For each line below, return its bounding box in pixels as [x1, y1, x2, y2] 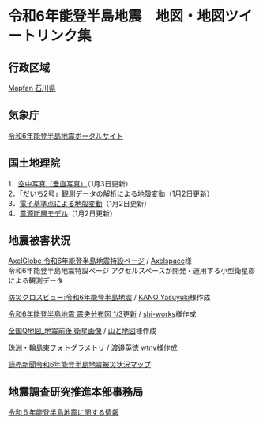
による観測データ [8, 276, 64, 285]
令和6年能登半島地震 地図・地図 [8, 7, 225, 25]
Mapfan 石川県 [8, 84, 57, 92]
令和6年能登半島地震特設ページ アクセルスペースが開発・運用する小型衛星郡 [8, 266, 255, 276]
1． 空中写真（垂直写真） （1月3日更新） [8, 178, 133, 188]
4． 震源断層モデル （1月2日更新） [8, 208, 117, 218]
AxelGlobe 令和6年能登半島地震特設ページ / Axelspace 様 [8, 256, 192, 265]
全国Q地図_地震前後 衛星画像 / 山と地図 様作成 [8, 326, 156, 336]
